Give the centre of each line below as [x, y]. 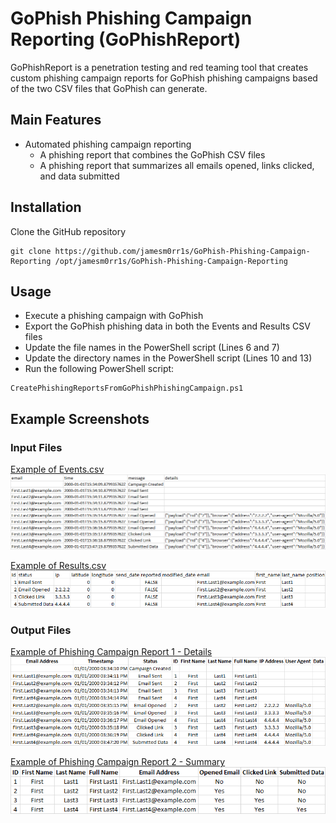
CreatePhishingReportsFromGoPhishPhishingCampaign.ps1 [127, 388]
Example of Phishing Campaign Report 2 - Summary [118, 762]
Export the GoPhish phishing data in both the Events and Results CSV [167, 326]
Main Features [56, 120]
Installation [46, 207]
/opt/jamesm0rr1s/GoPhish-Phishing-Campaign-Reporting [171, 261]
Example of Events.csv [57, 469]
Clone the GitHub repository [68, 231]
